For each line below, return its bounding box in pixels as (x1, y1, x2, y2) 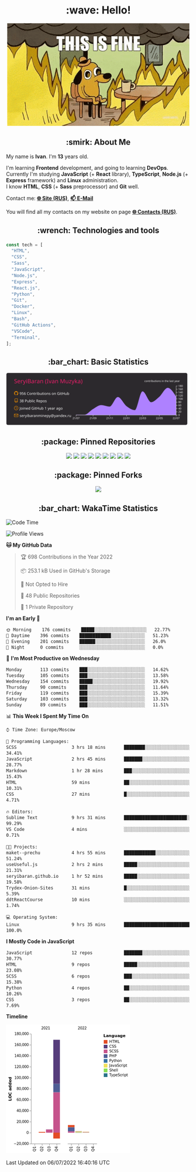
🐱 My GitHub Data (6, 541, 53, 548)
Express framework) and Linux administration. (6, 176, 119, 183)
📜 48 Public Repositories (20, 592, 80, 599)
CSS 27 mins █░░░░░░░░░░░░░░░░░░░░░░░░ (6, 792, 190, 798)
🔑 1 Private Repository (20, 604, 74, 611)
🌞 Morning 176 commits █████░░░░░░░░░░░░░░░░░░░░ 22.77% (6, 627, 171, 633)
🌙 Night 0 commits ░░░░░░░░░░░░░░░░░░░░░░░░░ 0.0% (6, 645, 164, 650)
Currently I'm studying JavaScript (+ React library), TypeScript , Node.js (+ (6, 171, 188, 178)
